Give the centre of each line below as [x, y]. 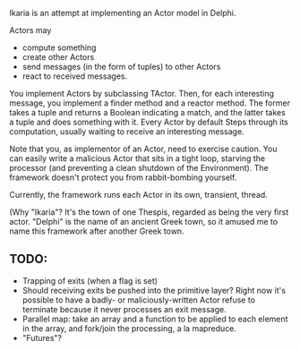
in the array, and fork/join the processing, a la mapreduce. [129, 328]
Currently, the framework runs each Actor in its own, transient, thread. [139, 195]
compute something [59, 47]
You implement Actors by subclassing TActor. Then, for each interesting [142, 94]
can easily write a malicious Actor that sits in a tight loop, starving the [137, 158]
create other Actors [58, 57]
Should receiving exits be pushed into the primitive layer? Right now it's [154, 290]
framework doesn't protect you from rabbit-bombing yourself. [123, 177]
